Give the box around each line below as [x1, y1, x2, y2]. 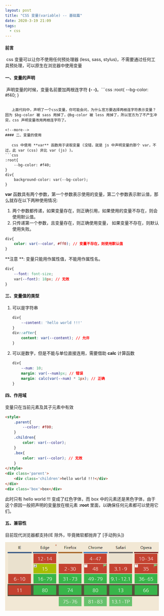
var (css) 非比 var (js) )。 [18, 148, 75, 153]
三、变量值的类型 [5, 293, 40, 299]
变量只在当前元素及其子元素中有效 [5, 404, 74, 410]
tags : [5, 23, 16, 28]
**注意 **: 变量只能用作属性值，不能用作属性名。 [5, 256, 103, 262]
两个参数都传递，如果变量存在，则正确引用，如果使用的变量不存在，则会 [12, 207, 158, 213]
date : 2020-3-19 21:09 [5, 18, 51, 23]
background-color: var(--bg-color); [14, 177, 89, 182]
